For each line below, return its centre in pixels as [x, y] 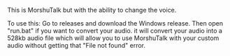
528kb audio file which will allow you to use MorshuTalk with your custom [113, 38]
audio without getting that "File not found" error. [76, 45]
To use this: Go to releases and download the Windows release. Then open [115, 23]
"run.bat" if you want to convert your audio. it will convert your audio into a [115, 31]
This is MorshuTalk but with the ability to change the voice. [92, 10]
